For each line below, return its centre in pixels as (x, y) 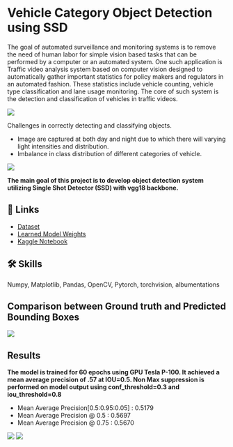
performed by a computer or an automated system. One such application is (115, 61)
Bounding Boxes (43, 317)
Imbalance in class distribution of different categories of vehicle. (110, 153)
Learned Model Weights (51, 234)
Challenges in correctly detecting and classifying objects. (89, 125)
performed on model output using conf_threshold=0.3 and (93, 387)
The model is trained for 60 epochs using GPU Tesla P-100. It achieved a (114, 372)
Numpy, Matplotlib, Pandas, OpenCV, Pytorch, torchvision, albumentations (114, 285)
